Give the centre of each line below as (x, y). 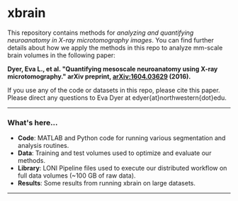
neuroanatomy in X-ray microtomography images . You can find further (111, 40)
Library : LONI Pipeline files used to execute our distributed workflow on (122, 168)
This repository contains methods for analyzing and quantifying (101, 33)
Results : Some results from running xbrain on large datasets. (107, 183)
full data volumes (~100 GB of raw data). (76, 176)
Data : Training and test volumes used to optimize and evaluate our (114, 153)
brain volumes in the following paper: (61, 55)
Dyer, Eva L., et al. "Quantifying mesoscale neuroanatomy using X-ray (113, 69)
